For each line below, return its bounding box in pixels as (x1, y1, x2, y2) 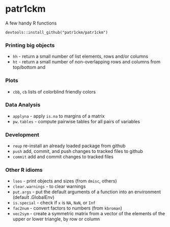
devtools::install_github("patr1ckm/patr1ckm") (5, 30, 108, 35)
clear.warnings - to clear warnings (12, 184, 86, 190)
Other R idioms (5, 167, 43, 174)
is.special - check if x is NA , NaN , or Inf (12, 200, 96, 206)
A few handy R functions (5, 20, 57, 26)
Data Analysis (5, 101, 41, 108)
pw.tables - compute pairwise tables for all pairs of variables (12, 118, 140, 124)
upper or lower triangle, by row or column (12, 216, 100, 222)
